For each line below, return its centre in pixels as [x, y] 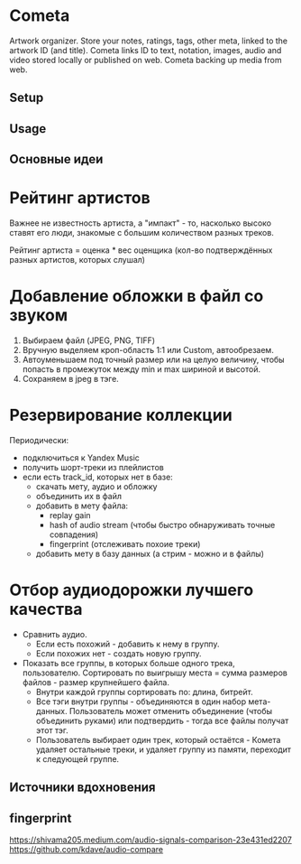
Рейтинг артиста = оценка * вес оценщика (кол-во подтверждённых [141, 250]
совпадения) [74, 534]
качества [46, 609]
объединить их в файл [79, 496]
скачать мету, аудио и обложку [96, 486]
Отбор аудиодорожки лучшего [132, 590]
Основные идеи [56, 159]
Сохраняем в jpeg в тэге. [70, 378]
